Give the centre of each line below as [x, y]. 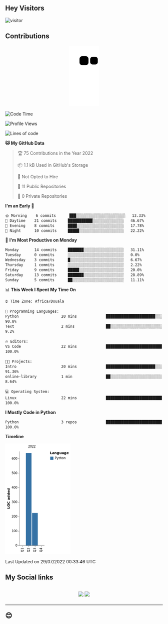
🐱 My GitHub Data [25, 143]
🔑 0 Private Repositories [42, 196]
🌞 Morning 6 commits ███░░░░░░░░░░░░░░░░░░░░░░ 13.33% [75, 215]
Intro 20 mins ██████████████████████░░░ [84, 366]
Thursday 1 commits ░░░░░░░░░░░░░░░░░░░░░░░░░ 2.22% [73, 265]
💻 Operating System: [27, 392]
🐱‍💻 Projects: [19, 361]
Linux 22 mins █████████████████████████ [84, 398]
